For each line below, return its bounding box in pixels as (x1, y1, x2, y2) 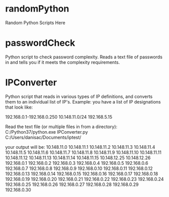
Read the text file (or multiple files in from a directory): (5, 124, 118, 130)
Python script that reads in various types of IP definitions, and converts (5, 93, 153, 100)
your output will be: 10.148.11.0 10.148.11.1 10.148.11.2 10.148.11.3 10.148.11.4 (5, 144, 155, 150)
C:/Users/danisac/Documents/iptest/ (5, 134, 81, 140)
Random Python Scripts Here (5, 20, 65, 26)
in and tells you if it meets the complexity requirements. (5, 59, 120, 65)
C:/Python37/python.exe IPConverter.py (5, 129, 88, 135)
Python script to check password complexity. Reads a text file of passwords (5, 54, 162, 60)
